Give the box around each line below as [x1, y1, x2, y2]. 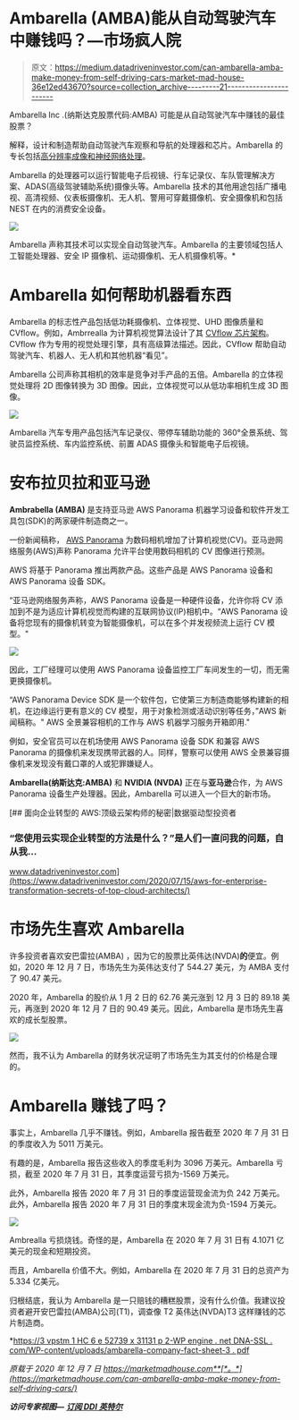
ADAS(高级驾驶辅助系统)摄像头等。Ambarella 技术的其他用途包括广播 [24, 181, 279, 191]
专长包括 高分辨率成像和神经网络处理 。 [9, 150, 150, 161]
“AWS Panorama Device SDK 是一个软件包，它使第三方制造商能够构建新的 [9, 694, 281, 705]
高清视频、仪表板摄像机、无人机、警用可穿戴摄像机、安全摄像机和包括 [24, 191, 283, 202]
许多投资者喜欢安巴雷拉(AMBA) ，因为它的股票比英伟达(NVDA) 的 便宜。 [9, 950, 271, 962]
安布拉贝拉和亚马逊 [9, 473, 151, 493]
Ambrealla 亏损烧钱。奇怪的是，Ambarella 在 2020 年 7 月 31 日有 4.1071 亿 [9, 1234, 285, 1245]
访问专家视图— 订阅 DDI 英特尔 [9, 1401, 123, 1412]
